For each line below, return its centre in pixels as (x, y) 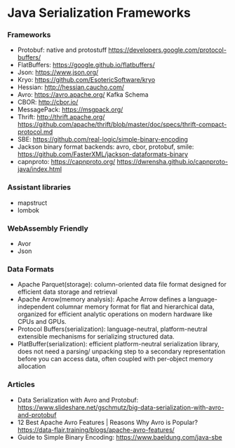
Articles (21, 385)
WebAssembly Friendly (48, 228)
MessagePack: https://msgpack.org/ (70, 109)
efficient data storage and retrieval (67, 292)
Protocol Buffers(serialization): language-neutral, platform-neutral (113, 329)
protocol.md (35, 132)
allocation (32, 367)
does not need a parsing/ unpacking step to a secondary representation (121, 351)
